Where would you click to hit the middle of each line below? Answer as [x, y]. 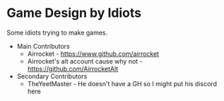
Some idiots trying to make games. [57, 32]
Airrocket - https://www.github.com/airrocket [93, 54]
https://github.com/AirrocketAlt [73, 69]
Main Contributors [43, 46]
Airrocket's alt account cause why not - [85, 61]
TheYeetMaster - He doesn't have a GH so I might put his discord [122, 83]
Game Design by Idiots [74, 13]
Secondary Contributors [52, 76]
